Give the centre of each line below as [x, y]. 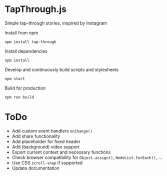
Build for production [25, 88]
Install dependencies [26, 51]
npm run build [19, 97]
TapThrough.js [36, 9]
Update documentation [35, 168]
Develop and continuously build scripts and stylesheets [62, 69]
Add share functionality [36, 136]
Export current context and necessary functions [61, 152]
